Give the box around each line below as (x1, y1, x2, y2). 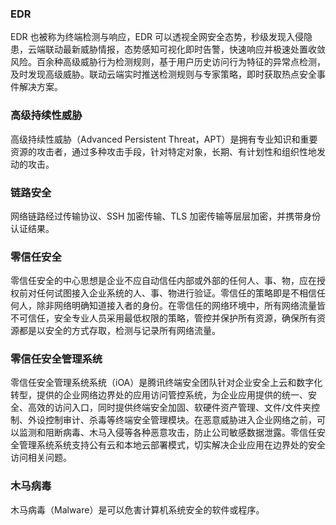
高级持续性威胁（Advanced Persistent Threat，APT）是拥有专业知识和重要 (10, 133, 318, 145)
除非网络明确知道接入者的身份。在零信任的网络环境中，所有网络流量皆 (36, 300, 326, 312)
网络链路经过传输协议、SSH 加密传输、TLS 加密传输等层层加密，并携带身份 (10, 210, 322, 222)
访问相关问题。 (10, 452, 72, 464)
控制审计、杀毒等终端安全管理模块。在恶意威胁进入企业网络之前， (44, 414, 317, 426)
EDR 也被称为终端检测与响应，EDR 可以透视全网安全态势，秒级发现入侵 (10, 31, 304, 43)
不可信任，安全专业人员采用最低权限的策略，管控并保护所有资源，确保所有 (10, 312, 317, 324)
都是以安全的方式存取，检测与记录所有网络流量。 (18, 325, 221, 337)
